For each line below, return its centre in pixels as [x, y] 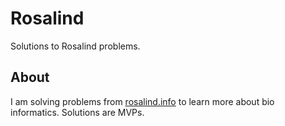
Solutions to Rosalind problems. [75, 46]
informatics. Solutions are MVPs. [77, 112]
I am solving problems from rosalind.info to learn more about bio [142, 101]
